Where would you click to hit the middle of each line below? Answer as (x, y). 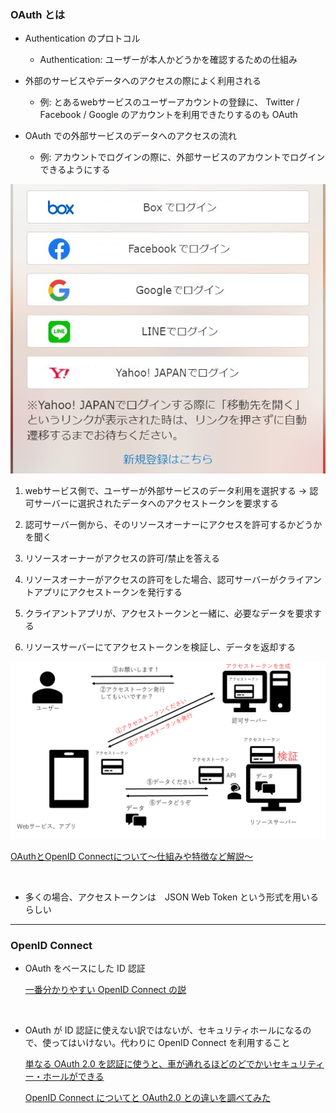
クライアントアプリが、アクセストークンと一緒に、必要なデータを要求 (168, 613)
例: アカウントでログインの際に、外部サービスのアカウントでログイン (182, 157)
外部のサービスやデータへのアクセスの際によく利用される (143, 81)
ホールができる (73, 1077)
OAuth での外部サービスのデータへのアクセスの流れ (131, 136)
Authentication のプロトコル (82, 38)
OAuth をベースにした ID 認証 (85, 968)
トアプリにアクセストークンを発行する (103, 592)
